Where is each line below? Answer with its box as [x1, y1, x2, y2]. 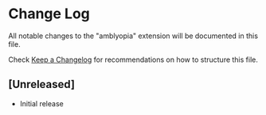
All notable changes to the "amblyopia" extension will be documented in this [8, 31, 259, 40]
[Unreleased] [8, 78, 76, 91]
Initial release [19, 98, 64, 108]
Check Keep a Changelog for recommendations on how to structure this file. [8, 55, 259, 64]
